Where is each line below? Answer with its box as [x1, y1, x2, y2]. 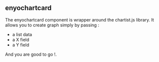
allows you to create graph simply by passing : [5, 22, 99, 28]
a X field [12, 37, 30, 42]
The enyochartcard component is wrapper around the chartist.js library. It [5, 17, 154, 22]
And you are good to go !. [5, 51, 57, 57]
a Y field [12, 41, 30, 48]
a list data [12, 31, 32, 37]
